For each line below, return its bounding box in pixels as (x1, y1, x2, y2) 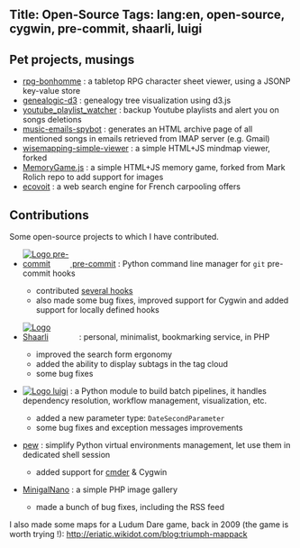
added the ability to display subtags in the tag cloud (35, 359, 228, 370)
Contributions (9, 207, 89, 223)
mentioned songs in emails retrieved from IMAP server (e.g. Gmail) (22, 133, 270, 144)
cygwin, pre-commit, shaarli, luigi (9, 22, 203, 37)
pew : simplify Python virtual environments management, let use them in (22, 440, 291, 451)
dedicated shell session (22, 450, 111, 461)
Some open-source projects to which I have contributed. (9, 232, 219, 242)
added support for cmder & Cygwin (35, 467, 168, 478)
